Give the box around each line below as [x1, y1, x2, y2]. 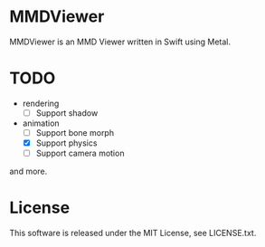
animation [22, 118, 61, 128]
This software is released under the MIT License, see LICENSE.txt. [9, 228, 257, 239]
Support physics [35, 138, 98, 148]
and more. [9, 166, 48, 177]
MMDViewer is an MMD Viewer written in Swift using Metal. [9, 36, 232, 47]
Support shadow [35, 107, 99, 119]
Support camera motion [35, 147, 125, 159]
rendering [22, 98, 60, 109]
